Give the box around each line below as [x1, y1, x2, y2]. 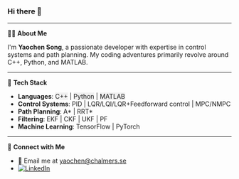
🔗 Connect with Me [7, 143, 65, 151]
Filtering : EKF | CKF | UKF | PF [17, 115, 108, 124]
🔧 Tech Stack [7, 78, 48, 87]
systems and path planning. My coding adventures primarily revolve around [7, 50, 229, 59]
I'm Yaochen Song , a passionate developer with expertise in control [7, 43, 206, 52]
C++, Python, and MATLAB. [7, 58, 88, 67]
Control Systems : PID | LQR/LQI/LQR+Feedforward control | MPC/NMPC [17, 99, 231, 109]
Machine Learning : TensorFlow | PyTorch [17, 122, 140, 131]
